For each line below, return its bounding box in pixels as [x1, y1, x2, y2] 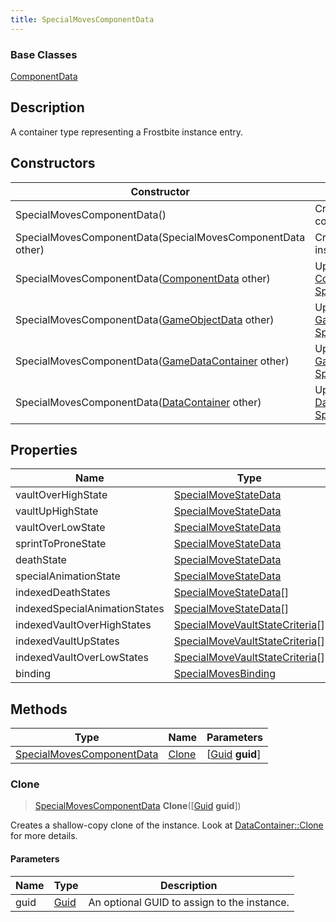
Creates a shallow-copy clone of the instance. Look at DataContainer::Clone [10, 819, 324, 831]
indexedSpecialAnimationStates [15, 602, 165, 616]
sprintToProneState [15, 537, 107, 551]
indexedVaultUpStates [15, 634, 120, 648]
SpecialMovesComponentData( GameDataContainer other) [15, 354, 290, 368]
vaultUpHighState [15, 504, 99, 518]
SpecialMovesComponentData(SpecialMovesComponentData [15, 230, 306, 244]
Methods [10, 701, 68, 718]
